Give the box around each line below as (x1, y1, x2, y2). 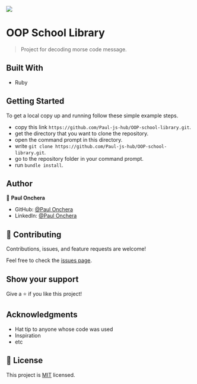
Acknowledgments (6, 310, 78, 320)
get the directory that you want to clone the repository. (14, 130, 149, 137)
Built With (6, 63, 43, 73)
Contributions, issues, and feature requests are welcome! (6, 245, 147, 252)
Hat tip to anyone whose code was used (14, 325, 113, 333)
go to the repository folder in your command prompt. (14, 155, 144, 162)
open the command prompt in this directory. (14, 136, 123, 143)
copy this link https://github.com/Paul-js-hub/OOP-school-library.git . (14, 123, 192, 130)
